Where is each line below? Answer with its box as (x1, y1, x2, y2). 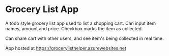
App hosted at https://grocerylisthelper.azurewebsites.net (5, 45, 126, 51)
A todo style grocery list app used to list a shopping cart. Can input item (5, 20, 156, 26)
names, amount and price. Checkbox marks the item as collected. (5, 25, 143, 31)
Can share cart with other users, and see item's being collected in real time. (5, 35, 164, 41)
